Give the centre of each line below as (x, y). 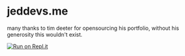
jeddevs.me (38, 11)
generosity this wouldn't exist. (45, 34)
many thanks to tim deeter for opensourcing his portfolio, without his (93, 28)
